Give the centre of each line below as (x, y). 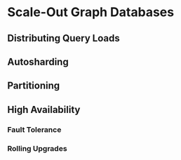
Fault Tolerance (34, 129)
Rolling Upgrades (38, 148)
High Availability (44, 109)
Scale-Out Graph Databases (90, 12)
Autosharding (38, 61)
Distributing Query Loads (64, 38)
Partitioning (34, 86)
